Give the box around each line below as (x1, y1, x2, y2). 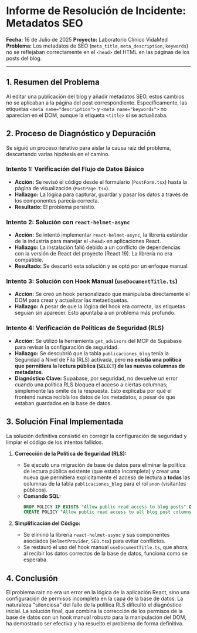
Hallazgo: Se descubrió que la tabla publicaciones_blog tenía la (14, 349, 169, 356)
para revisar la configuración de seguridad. (14, 344, 119, 351)
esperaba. (23, 556, 48, 563)
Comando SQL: (23, 492, 62, 500)
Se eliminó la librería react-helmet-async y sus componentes (23, 531, 170, 538)
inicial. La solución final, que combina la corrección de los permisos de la (6, 608, 183, 615)
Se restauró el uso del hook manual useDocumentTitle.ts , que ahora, (23, 544, 189, 551)
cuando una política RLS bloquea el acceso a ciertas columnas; (14, 381, 168, 388)
